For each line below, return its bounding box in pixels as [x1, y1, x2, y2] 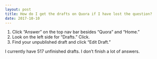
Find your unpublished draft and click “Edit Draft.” [12, 39, 111, 45]
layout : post [5, 7, 31, 12]
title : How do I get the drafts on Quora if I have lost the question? [5, 12, 152, 16]
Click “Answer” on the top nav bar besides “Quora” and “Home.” [12, 29, 140, 35]
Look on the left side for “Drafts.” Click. [12, 34, 90, 40]
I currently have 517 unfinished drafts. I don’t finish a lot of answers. [5, 48, 140, 54]
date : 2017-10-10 [5, 16, 40, 21]
